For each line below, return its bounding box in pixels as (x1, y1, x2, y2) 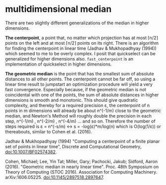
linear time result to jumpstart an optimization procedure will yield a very (5, 81, 153, 87)
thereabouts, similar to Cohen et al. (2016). (5, 128, 93, 134)
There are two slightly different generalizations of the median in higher (5, 20, 149, 26)
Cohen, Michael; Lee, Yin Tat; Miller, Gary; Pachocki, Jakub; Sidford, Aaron (5, 158, 158, 164)
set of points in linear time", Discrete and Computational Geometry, (5, 143, 142, 149)
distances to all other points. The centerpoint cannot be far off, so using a (5, 76, 156, 82)
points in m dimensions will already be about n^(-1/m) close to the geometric (5, 108, 161, 114)
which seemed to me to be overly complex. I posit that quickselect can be (5, 51, 156, 57)
